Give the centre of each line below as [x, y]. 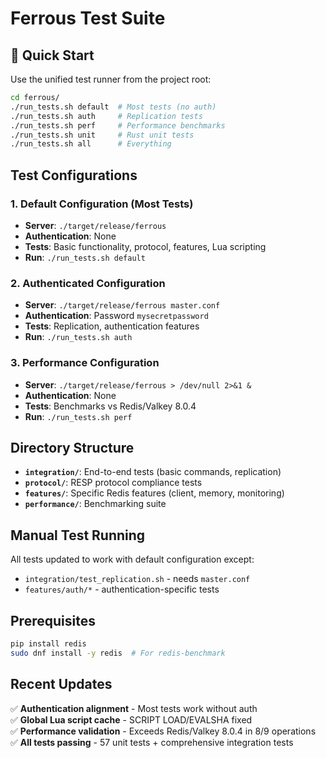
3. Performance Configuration [85, 363]
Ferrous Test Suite [88, 18]
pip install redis [48, 643]
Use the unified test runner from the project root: [111, 79]
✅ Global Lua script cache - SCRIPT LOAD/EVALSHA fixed [131, 719]
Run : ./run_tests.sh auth [78, 337]
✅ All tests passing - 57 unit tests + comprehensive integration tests [152, 742]
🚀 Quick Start [52, 55]
